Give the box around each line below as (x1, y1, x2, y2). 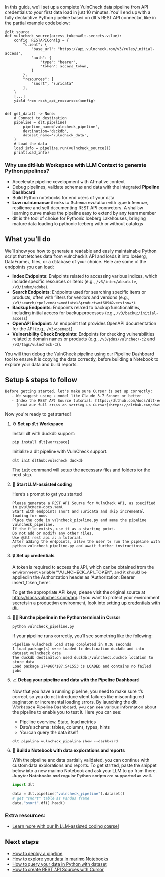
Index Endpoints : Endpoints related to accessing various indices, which (12, 273, 158, 279)
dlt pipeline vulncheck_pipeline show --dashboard (12, 739, 118, 744)
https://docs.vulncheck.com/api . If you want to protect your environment (12, 595, 160, 601)
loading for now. (12, 513, 48, 519)
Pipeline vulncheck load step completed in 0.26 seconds (12, 642, 132, 647)
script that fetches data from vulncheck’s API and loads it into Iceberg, (5, 253, 147, 259)
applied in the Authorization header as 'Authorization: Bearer (12, 574, 135, 580)
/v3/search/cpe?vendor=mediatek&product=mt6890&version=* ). (12, 300, 137, 305)
